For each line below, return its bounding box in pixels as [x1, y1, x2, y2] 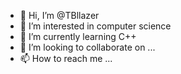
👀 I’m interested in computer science [19, 20, 172, 32]
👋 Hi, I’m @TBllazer [19, 10, 100, 21]
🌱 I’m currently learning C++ [19, 31, 137, 42]
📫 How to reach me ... [19, 53, 113, 64]
